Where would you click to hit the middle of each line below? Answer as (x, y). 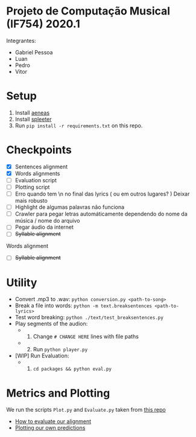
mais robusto (31, 201)
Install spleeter (33, 119)
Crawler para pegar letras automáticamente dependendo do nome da (101, 214)
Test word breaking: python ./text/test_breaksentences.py (89, 317)
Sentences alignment (41, 167)
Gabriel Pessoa (34, 52)
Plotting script (32, 187)
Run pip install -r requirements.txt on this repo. (79, 126)
